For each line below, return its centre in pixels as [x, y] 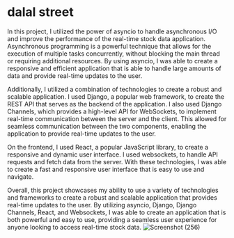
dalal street [41, 12]
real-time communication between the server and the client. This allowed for [117, 118]
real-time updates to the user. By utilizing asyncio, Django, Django [102, 205]
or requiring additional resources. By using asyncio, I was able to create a [112, 61]
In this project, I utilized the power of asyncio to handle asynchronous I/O [112, 31]
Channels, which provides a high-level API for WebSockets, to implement [112, 111]
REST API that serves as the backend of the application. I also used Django [115, 104]
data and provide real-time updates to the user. [75, 76]
